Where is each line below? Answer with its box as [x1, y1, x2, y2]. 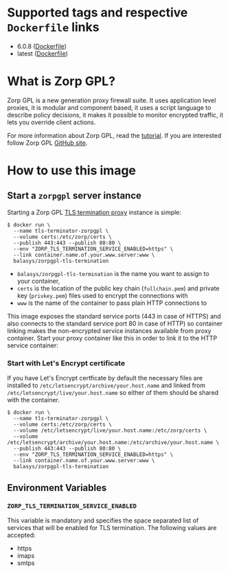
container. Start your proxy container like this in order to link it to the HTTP [7, 334, 218, 342]
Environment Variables [7, 482, 107, 494]
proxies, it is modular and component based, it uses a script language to [7, 103, 211, 111]
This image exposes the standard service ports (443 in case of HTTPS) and [7, 312, 221, 320]
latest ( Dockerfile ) [16, 49, 69, 58]
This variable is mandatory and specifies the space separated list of [7, 516, 199, 525]
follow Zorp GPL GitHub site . [7, 139, 88, 147]
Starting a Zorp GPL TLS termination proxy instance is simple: [7, 208, 182, 216]
